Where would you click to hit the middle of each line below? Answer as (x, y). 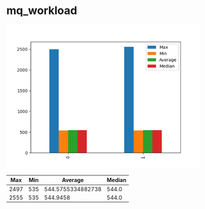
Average (73, 180)
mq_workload (42, 11)
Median (117, 180)
